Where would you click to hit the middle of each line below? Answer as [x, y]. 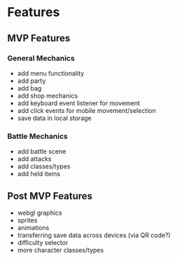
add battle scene [42, 152]
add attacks [34, 159]
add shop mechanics [48, 95]
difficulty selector [43, 242]
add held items [39, 174]
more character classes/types [61, 250]
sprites [27, 220]
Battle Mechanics [37, 136]
